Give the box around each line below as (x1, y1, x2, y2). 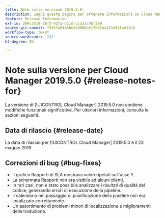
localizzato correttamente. (12, 198, 65, 204)
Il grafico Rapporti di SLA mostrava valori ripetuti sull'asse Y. (12, 172, 135, 178)
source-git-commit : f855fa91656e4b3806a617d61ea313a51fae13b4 (5, 26, 135, 30)
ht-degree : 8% (5, 39, 34, 44)
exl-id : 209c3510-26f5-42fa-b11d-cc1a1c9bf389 (5, 21, 102, 26)
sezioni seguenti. (5, 112, 40, 118)
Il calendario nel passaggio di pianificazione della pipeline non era (12, 192, 146, 199)
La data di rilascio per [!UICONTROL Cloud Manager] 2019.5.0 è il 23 (5, 139, 144, 145)
